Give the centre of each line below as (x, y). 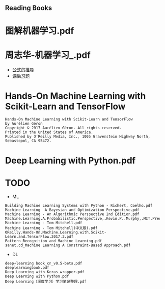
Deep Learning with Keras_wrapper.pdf (45, 272)
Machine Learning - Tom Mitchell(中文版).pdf (51, 228)
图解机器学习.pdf (40, 31)
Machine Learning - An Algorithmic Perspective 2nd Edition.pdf (72, 214)
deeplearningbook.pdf (27, 267)
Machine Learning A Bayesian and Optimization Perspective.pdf (72, 210)
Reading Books (29, 8)
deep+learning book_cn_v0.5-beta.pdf (44, 263)
